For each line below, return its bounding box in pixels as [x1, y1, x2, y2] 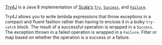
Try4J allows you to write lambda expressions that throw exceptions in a [5, 14, 151, 19]
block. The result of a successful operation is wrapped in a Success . [17, 24, 154, 30]
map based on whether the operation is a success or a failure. [5, 34, 130, 40]
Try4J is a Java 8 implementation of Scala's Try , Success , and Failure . [5, 4, 147, 10]
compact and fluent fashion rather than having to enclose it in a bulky [5, 19, 145, 24]
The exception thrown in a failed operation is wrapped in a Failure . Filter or [5, 29, 157, 35]
